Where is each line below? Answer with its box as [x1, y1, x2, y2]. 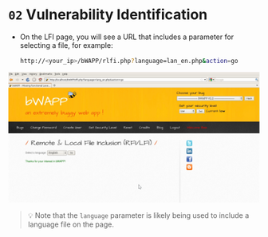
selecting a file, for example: [19, 40, 113, 49]
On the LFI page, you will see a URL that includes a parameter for [19, 32, 235, 41]
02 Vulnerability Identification [8, 6, 208, 24]
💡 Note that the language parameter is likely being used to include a [27, 210, 250, 220]
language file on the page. [27, 219, 114, 229]
